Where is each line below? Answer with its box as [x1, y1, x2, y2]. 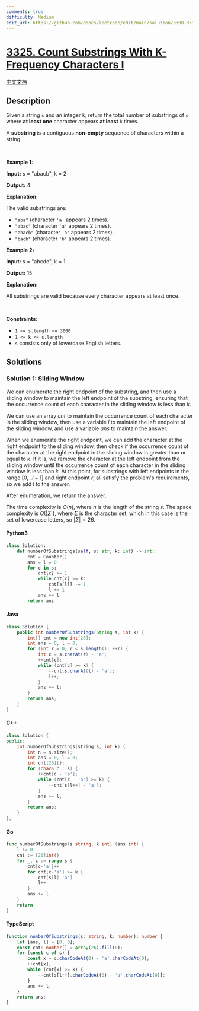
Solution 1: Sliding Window [6, 374, 85, 383]
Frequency [6, 58, 60, 71]
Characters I [62, 58, 124, 71]
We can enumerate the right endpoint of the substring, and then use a [6, 388, 176, 395]
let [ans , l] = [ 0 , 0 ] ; [17, 939, 76, 945]
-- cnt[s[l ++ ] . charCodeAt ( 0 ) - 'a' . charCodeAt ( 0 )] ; [37, 972, 166, 978]
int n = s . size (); [27, 749, 73, 755]
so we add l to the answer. [6, 480, 70, 487]
